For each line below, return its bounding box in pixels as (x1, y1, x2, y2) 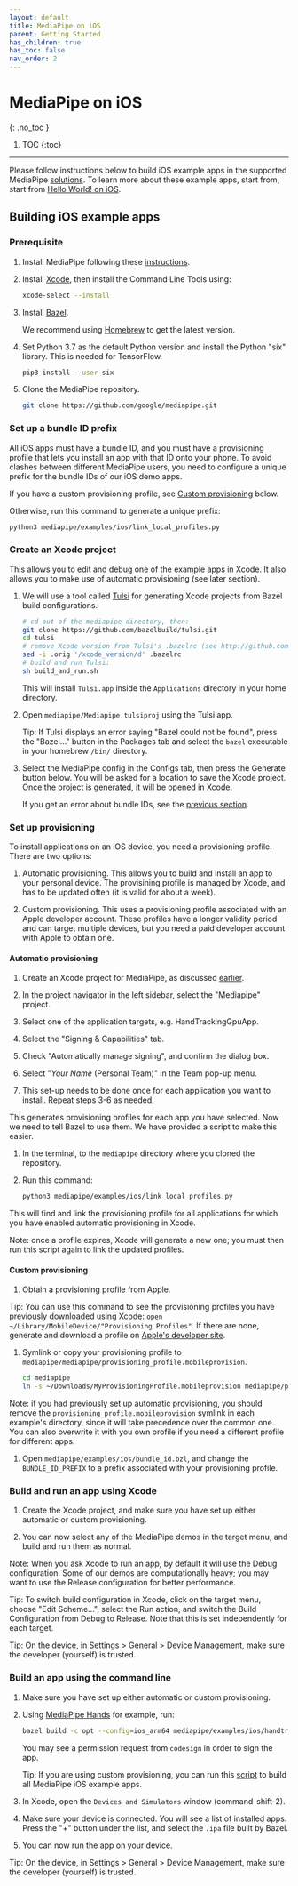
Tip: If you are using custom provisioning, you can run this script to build (21, 1769, 287, 1779)
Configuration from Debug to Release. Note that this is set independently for (9, 1613, 288, 1624)
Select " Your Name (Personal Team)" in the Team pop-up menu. (21, 1068, 257, 1079)
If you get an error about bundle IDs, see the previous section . (21, 799, 250, 809)
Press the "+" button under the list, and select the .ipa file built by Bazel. (21, 1822, 288, 1833)
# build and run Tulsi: (21, 659, 111, 668)
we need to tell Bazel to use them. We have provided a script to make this (9, 1121, 278, 1132)
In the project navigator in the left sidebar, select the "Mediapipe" (21, 990, 262, 1000)
